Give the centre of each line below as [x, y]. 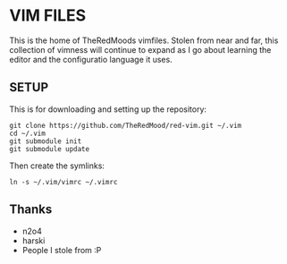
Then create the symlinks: [57, 166]
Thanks [31, 210]
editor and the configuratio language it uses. [91, 59]
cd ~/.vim [28, 133]
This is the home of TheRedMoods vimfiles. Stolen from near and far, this [144, 40]
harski [34, 240]
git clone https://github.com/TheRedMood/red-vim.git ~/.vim [126, 125]
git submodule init [46, 141]
